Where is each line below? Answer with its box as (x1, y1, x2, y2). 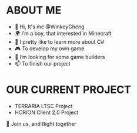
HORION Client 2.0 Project (14, 109, 79, 116)
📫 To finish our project (14, 60, 71, 67)
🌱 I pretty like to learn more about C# (14, 38, 105, 45)
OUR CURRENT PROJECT (6, 83, 131, 96)
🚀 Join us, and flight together (6, 120, 76, 127)
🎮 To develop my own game (14, 45, 85, 52)
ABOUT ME (6, 4, 62, 17)
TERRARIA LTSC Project (14, 102, 73, 109)
